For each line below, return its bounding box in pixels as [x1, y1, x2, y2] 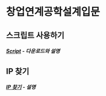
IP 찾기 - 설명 [6, 84, 36, 91]
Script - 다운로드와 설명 [6, 48, 60, 55]
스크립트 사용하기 [6, 30, 65, 40]
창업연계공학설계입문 [6, 5, 100, 19]
